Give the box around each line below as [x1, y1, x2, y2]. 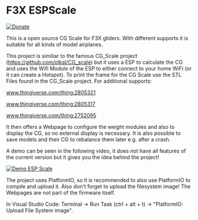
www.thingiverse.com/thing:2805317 [6, 100, 95, 107]
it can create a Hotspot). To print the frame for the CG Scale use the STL [6, 71, 181, 78]
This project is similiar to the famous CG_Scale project [6, 52, 137, 59]
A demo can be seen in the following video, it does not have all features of [6, 147, 187, 154]
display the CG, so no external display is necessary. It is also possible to [6, 130, 181, 137]
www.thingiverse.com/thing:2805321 [6, 89, 96, 96]
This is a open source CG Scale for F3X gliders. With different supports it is [6, 34, 189, 41]
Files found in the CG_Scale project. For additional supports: [6, 77, 152, 85]
